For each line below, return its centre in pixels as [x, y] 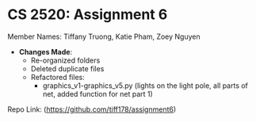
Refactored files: [57, 77]
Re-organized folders [65, 60]
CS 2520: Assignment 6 [88, 15]
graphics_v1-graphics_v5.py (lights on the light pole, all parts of [145, 86]
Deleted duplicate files [67, 68]
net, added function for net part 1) [98, 93]
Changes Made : [46, 51]
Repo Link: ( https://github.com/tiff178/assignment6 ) [92, 109]
